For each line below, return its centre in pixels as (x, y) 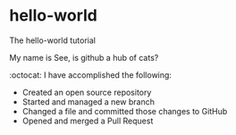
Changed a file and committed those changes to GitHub (125, 111)
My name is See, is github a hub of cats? (84, 57)
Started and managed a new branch (88, 101)
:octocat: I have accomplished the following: (91, 75)
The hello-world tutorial (53, 40)
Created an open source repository (87, 92)
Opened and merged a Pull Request (88, 121)
